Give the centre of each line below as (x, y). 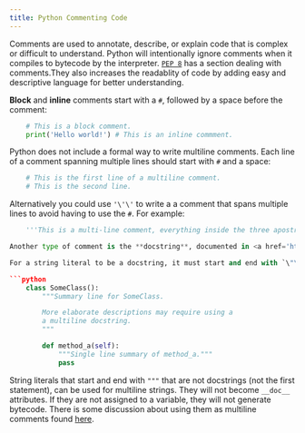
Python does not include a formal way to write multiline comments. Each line (152, 152)
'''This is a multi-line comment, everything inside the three (148, 231)
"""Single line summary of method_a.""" (135, 354)
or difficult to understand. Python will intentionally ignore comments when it (151, 53)
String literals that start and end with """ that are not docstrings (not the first (152, 380)
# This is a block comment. (79, 126)
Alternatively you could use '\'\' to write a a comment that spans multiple (149, 204)
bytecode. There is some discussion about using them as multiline (133, 408)
